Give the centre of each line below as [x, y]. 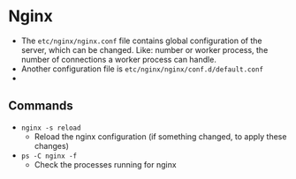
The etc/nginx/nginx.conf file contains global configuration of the [141, 41]
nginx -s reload [51, 128]
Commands [41, 106]
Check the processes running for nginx [106, 164]
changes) [52, 145]
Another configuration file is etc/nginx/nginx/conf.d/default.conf [142, 69]
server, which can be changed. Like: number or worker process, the [144, 49]
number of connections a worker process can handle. [119, 59]
